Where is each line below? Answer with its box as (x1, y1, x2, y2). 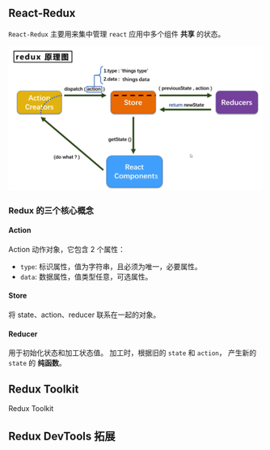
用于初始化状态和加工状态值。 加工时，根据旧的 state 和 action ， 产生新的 (8, 348, 257, 358)
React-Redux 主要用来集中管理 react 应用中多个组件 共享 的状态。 (8, 28, 226, 39)
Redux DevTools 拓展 (8, 429, 116, 443)
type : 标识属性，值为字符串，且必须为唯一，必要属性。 (19, 261, 202, 271)
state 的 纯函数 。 (8, 358, 66, 368)
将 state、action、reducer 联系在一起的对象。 (8, 310, 161, 319)
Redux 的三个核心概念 (8, 204, 95, 216)
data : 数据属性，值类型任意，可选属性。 (19, 272, 153, 281)
